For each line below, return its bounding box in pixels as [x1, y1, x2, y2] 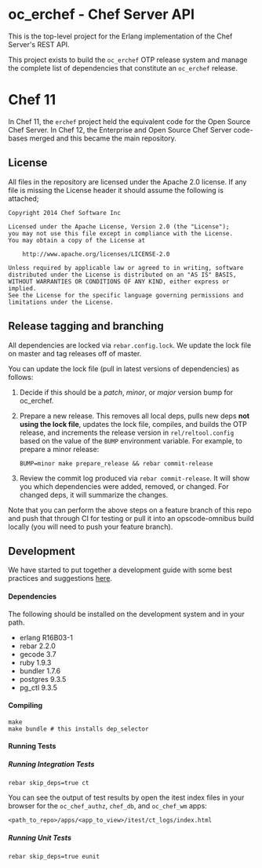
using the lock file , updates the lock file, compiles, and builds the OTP [19, 419, 247, 429]
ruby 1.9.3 [19, 658, 52, 667]
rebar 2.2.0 [19, 641, 56, 651]
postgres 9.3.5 [19, 674, 67, 684]
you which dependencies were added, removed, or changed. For [19, 481, 229, 491]
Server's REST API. [8, 39, 70, 49]
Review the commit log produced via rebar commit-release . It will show [19, 473, 250, 483]
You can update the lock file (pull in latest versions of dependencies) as [8, 363, 239, 374]
